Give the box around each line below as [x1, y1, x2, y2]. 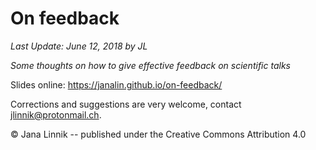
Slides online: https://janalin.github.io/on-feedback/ [10, 78, 223, 91]
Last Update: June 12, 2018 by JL [10, 40, 148, 52]
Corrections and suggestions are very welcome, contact [10, 98, 242, 110]
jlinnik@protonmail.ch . [10, 108, 102, 121]
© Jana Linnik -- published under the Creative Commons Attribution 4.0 [10, 128, 307, 140]
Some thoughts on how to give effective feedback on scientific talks [10, 59, 291, 71]
